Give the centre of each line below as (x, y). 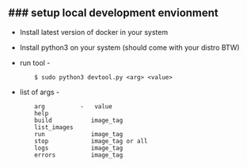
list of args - (40, 92)
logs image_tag (79, 148)
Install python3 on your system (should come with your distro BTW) (129, 47)
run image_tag (79, 134)
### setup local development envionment (114, 13)
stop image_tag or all (91, 141)
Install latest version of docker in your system (94, 32)
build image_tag (79, 120)
